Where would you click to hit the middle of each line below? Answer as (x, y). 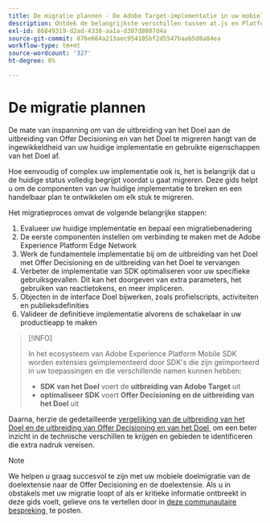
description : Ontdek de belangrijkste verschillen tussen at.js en (124, 23)
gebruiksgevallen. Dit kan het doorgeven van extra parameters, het (131, 280)
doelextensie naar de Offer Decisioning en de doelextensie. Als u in (120, 484)
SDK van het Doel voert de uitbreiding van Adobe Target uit (140, 386)
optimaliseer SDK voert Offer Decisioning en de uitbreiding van (147, 395)
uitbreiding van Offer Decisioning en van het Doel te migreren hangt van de (133, 139)
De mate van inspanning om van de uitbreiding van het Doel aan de (119, 130)
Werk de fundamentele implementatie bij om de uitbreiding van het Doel (139, 254)
